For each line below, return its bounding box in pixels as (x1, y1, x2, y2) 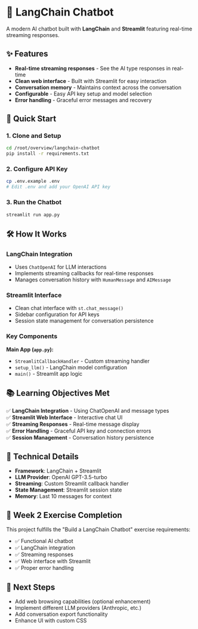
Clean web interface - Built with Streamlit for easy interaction (14, 77, 167, 84)
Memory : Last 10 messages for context (14, 493, 112, 500)
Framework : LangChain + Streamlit (14, 467, 101, 474)
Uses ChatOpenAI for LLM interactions (14, 263, 107, 271)
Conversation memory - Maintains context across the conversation (14, 84, 182, 91)
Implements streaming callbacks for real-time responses (14, 270, 154, 277)
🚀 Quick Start (6, 113, 57, 124)
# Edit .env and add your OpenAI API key (6, 184, 111, 190)
